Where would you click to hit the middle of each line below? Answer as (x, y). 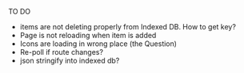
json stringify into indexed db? (70, 60)
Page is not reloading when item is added (88, 35)
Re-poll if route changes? (62, 52)
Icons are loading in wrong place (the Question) (98, 44)
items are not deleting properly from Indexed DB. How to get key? (128, 27)
